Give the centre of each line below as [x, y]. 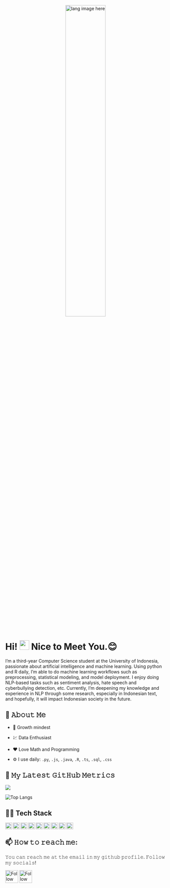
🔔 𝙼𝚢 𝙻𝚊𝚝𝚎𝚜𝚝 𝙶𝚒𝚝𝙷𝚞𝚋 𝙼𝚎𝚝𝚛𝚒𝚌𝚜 [60, 775]
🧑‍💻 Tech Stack [29, 813]
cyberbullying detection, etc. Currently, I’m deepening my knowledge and [82, 688]
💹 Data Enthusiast [32, 737]
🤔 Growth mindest [32, 727]
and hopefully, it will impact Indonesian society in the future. [68, 699]
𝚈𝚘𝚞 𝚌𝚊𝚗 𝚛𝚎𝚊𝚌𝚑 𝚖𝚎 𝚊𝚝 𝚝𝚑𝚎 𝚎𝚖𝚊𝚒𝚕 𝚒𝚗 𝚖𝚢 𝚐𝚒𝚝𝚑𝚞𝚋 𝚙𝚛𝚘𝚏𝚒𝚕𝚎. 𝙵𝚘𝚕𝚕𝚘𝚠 [85, 857]
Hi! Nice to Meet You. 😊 [61, 647]
